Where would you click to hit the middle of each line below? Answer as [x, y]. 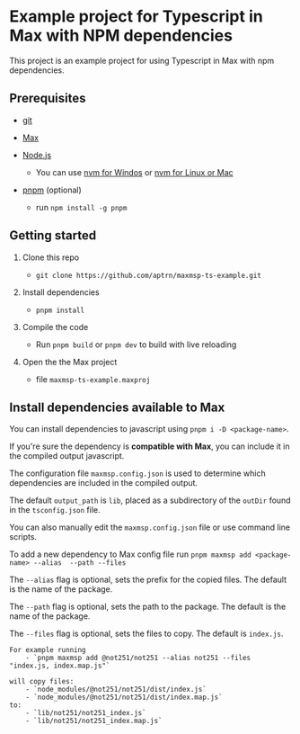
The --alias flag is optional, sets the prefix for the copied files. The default [148, 580]
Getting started [53, 236]
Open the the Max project [70, 362]
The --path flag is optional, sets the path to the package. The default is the [148, 607]
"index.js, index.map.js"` [60, 666]
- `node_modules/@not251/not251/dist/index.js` [116, 690]
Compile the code [55, 327]
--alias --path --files [79, 563]
